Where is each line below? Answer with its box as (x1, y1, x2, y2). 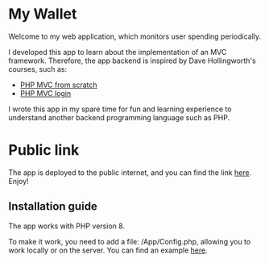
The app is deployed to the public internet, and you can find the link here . (8, 167, 252, 177)
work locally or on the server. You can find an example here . (8, 245, 208, 255)
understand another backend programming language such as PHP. (8, 112, 230, 122)
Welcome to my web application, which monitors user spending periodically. (8, 31, 262, 41)
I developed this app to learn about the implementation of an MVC (8, 47, 227, 56)
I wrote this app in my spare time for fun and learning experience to (8, 104, 232, 114)
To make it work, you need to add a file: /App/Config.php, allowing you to (8, 236, 251, 246)
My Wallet (8, 5, 77, 23)
